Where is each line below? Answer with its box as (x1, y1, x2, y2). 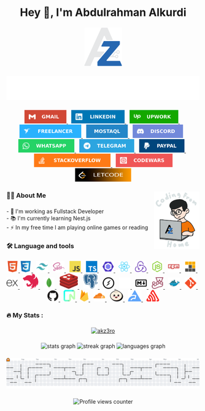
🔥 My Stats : (6, 311, 44, 319)
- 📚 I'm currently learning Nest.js (6, 214, 91, 222)
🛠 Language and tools (6, 241, 75, 250)
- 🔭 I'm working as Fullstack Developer (6, 208, 104, 215)
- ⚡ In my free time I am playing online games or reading (6, 224, 149, 231)
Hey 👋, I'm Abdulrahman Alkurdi (20, 6, 187, 20)
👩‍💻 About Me (6, 191, 46, 200)
